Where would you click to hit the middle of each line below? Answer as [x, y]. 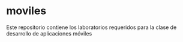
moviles [26, 11]
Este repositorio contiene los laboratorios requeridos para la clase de [91, 27]
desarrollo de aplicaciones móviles [49, 33]
